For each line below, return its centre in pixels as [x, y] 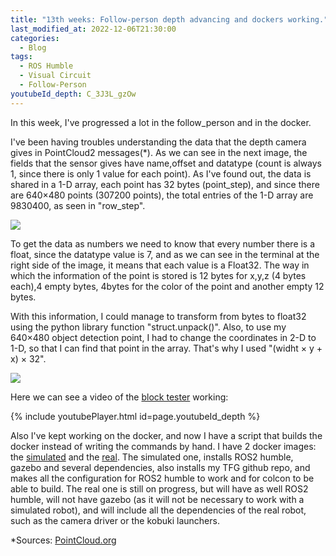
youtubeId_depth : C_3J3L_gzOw [73, 94]
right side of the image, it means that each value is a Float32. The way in [160, 265]
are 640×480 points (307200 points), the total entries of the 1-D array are [162, 195]
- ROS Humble [46, 66]
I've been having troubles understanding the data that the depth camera [158, 142]
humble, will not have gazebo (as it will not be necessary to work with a [157, 499]
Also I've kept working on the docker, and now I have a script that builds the [166, 435]
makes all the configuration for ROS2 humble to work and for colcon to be [162, 478]
